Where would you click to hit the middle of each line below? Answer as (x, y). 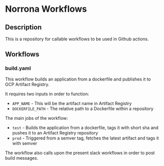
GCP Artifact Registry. (27, 84)
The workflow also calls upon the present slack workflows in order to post (80, 153)
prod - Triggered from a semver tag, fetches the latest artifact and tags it (85, 138)
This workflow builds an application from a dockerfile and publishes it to (78, 79)
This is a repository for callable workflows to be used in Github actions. (77, 39)
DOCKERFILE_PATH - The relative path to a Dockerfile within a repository (83, 109)
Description (23, 27)
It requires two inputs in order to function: (47, 94)
